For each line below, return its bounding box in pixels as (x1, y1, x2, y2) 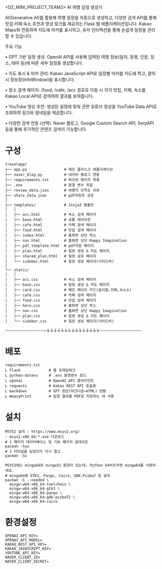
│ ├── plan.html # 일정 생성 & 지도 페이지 (5, 248, 110, 254)
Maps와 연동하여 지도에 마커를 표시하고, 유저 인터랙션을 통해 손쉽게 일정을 (5, 27, 146, 33)
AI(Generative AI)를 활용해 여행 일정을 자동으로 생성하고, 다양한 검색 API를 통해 (5, 15, 157, 21)
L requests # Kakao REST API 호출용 (5, 383, 96, 388)
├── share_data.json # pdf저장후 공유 (5, 193, 94, 198)
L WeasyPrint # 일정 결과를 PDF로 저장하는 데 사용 (5, 394, 114, 399)
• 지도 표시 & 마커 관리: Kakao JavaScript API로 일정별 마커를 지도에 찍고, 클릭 (5, 71, 156, 76)
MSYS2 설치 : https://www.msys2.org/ (5, 429, 80, 434)
